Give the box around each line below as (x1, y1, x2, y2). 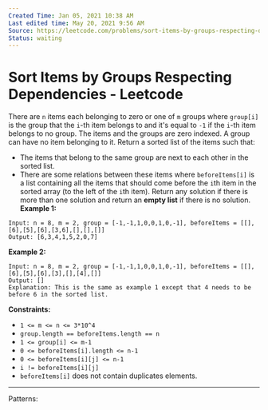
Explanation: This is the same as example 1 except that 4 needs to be (8, 284, 251, 292)
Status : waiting (8, 34, 62, 42)
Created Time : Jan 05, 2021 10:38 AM (8, 11, 134, 20)
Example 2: (8, 247, 46, 257)
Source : (8, 26, 34, 34)
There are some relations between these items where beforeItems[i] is (19, 169, 255, 180)
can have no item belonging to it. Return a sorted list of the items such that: (8, 137, 255, 147)
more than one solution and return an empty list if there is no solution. (19, 195, 251, 205)
